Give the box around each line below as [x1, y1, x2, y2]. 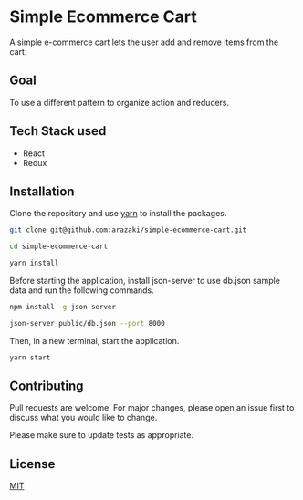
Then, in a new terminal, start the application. [9, 335, 180, 346]
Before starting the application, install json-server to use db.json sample [9, 276, 281, 286]
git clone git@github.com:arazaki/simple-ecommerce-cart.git [9, 225, 247, 234]
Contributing [9, 379, 84, 394]
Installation [9, 183, 75, 199]
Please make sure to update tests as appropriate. [9, 430, 194, 441]
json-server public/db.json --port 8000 [9, 318, 166, 328]
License [9, 456, 56, 472]
